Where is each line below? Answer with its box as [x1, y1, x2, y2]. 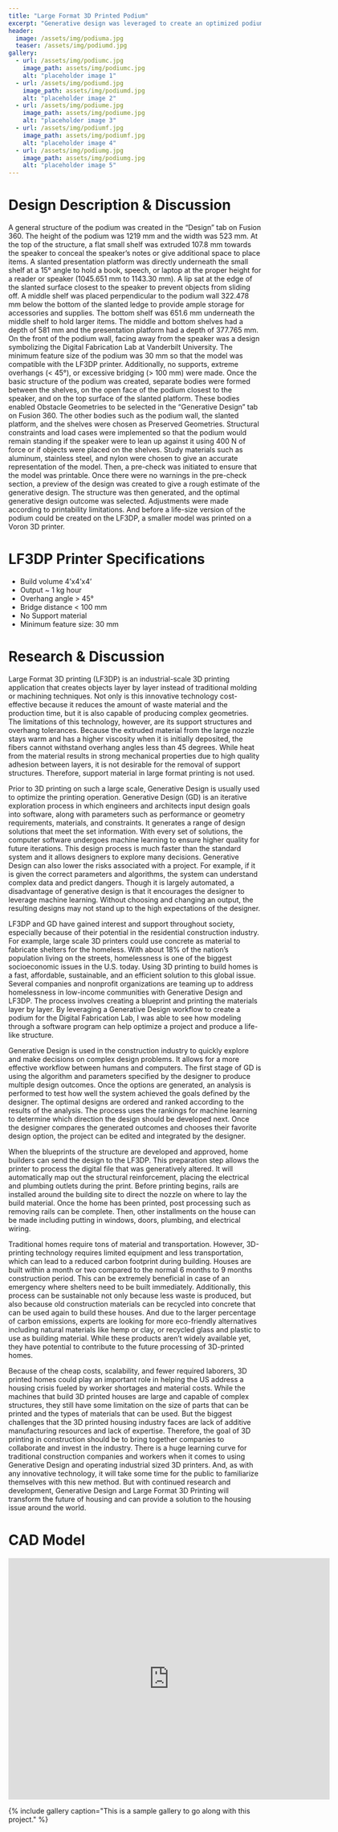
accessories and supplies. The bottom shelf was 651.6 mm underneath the [8, 308, 255, 318]
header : [8, 27, 35, 35]
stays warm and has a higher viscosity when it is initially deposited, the [8, 734, 243, 743]
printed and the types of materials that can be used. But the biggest [8, 1409, 233, 1418]
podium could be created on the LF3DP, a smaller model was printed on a [8, 513, 251, 523]
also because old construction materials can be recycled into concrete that [8, 1299, 256, 1308]
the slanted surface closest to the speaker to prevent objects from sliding [8, 282, 250, 292]
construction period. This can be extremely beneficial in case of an [8, 1273, 230, 1283]
